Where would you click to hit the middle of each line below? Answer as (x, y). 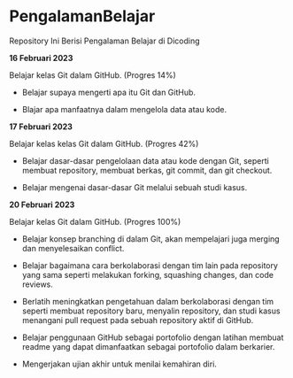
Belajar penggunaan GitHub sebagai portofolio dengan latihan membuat (153, 337)
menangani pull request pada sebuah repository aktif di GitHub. (138, 320)
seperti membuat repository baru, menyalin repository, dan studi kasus (151, 311)
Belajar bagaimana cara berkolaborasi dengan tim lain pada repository (150, 265)
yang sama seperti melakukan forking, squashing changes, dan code (148, 274)
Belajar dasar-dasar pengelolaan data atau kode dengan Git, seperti (146, 160)
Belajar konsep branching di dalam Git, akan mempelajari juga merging (151, 239)
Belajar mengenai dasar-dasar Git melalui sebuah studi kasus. (135, 187)
